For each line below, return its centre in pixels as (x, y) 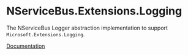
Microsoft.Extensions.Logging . (46, 34)
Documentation (26, 46)
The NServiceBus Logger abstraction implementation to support (87, 28)
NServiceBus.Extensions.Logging (94, 11)
